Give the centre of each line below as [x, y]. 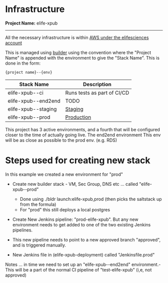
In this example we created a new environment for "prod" [64, 174]
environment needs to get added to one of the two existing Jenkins [81, 224]
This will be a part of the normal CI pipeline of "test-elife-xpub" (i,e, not [78, 269]
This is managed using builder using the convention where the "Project [78, 52]
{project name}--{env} [29, 72]
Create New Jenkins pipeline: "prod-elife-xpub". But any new [75, 219]
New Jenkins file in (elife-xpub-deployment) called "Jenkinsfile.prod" [83, 254]
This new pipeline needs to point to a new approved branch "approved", [86, 239]
